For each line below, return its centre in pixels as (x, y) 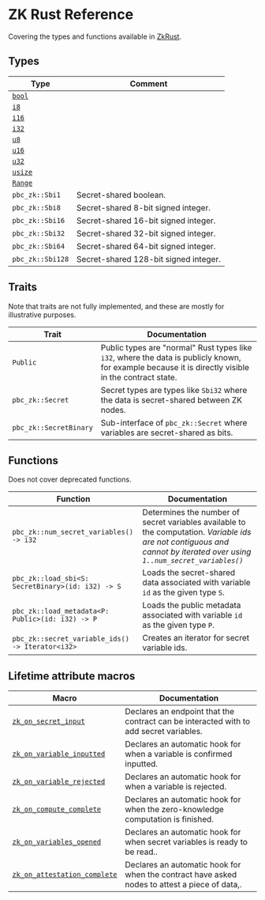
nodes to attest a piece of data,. (183, 885)
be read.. (141, 852)
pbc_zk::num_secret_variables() (73, 532)
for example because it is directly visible (175, 367)
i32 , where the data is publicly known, (171, 357)
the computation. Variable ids (197, 532)
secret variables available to (194, 522)
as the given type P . (179, 625)
